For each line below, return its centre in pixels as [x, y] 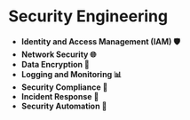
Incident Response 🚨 [60, 96]
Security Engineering [88, 16]
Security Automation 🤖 [64, 106]
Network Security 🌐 [59, 54]
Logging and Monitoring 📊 [71, 74]
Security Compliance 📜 [64, 87]
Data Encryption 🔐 [55, 64]
